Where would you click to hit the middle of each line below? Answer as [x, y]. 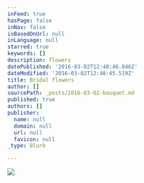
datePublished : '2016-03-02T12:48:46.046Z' [73, 67]
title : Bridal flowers [41, 80]
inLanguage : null [33, 40]
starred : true [28, 47]
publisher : [23, 113]
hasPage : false [30, 21]
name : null [30, 119]
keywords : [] [27, 54]
